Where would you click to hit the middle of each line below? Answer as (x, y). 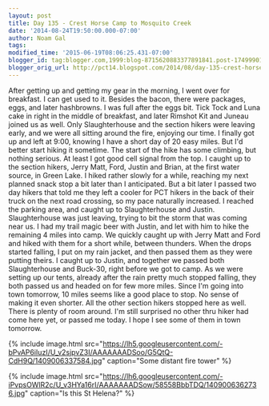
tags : (17, 46)
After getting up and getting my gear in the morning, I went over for (119, 90)
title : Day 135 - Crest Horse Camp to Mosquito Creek (100, 23)
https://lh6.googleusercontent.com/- (163, 376)
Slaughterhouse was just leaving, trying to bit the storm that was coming (128, 217)
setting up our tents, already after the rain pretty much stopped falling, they (132, 277)
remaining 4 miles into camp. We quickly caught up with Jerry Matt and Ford (134, 235)
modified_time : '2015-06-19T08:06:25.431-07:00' (91, 53)
